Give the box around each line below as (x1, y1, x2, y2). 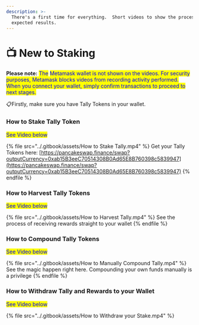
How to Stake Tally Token (6, 118, 81, 126)
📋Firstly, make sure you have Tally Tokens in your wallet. (6, 101, 146, 108)
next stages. (6, 89, 37, 96)
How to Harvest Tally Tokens (6, 189, 91, 197)
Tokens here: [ (6, 149, 41, 156)
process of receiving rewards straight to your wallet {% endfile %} (6, 220, 168, 227)
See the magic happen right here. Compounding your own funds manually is (6, 266, 192, 273)
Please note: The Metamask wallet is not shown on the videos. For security (6, 70, 191, 77)
